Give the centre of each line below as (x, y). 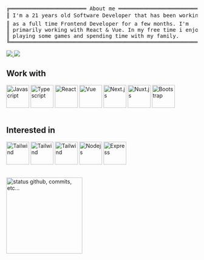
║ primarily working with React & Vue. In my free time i (94, 30)
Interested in (31, 130)
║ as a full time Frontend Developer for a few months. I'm (98, 24)
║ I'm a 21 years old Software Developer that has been (91, 16)
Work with (26, 73)
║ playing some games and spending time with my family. (93, 36)
